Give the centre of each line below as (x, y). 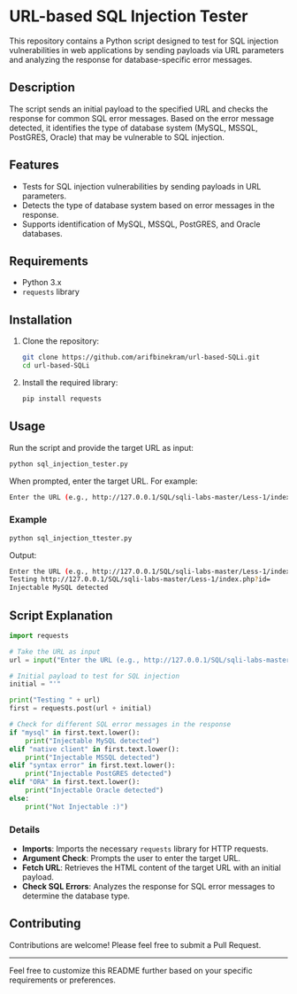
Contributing (45, 924)
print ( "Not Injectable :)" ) (76, 807)
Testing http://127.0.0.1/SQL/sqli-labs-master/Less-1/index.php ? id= (140, 579)
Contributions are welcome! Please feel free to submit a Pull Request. (135, 944)
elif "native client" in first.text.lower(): (94, 749)
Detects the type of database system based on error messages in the (148, 205)
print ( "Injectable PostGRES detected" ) (99, 774)
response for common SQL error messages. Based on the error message (141, 118)
